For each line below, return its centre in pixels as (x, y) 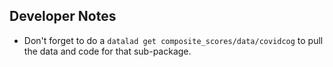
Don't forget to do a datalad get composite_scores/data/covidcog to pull (173, 40)
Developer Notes (63, 16)
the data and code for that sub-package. (107, 51)
